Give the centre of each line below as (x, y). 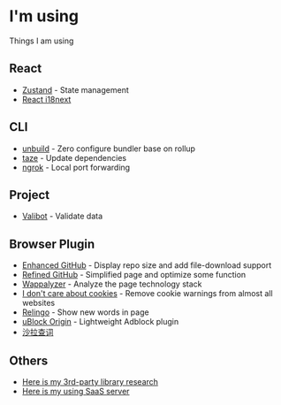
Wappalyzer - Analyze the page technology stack (112, 284)
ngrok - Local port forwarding (76, 167)
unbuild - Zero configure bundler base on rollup (109, 149)
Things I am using (42, 41)
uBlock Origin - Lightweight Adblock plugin (100, 322)
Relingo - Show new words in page (85, 312)
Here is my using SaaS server (76, 391)
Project (30, 195)
